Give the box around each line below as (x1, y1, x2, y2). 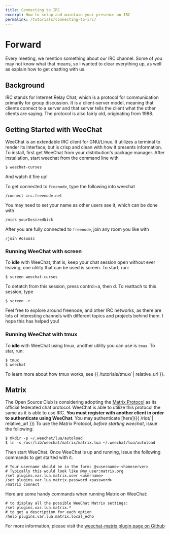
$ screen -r (5, 299, 30, 304)
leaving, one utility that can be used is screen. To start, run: (5, 265, 129, 271)
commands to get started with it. (5, 454, 74, 460)
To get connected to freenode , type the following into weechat (5, 183, 135, 189)
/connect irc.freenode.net (5, 193, 62, 198)
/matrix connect (5, 482, 40, 487)
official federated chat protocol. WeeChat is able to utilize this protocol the (5, 404, 161, 411)
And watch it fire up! (5, 173, 48, 180)
